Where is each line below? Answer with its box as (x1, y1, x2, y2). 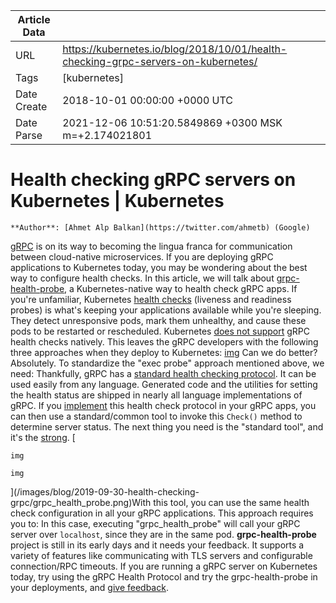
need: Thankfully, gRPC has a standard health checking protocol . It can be (10, 367, 317, 379)
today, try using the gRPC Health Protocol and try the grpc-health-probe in (10, 570, 318, 583)
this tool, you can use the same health (153, 496, 310, 508)
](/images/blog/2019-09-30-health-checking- (10, 485, 200, 498)
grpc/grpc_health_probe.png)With (10, 496, 152, 508)
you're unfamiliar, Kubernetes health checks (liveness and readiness (10, 293, 292, 305)
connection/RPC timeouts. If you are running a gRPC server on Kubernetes (10, 560, 318, 572)
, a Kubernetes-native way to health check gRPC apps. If (64, 282, 298, 294)
